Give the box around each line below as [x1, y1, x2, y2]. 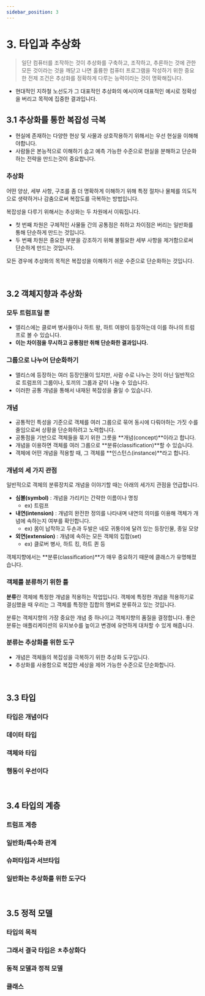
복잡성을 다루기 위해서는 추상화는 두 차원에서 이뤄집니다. [6, 208, 141, 215]
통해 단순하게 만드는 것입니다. [15, 229, 86, 236]
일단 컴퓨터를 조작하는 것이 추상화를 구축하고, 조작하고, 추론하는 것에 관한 [21, 59, 196, 66]
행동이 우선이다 [6, 766, 49, 775]
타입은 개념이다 [6, 713, 49, 721]
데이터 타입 [6, 731, 37, 739]
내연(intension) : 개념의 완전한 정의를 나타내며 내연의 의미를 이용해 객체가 [15, 509, 193, 517]
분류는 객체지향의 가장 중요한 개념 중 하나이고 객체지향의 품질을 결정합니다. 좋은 [6, 614, 196, 621]
